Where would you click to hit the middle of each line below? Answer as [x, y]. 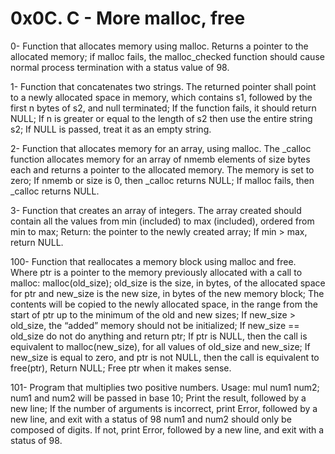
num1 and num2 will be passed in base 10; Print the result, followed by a [158, 398]
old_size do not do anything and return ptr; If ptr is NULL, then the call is [159, 336]
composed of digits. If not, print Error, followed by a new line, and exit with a [167, 429]
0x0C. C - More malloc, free [128, 18]
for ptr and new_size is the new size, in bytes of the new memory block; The [167, 293]
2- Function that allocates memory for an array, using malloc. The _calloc [161, 148]
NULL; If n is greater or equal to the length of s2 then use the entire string [161, 118]
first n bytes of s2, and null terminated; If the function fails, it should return [163, 108]
